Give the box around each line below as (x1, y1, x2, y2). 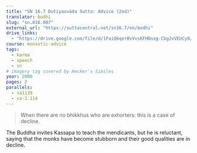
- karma (11, 52, 30, 58)
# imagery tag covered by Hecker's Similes (6, 68, 114, 74)
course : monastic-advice (6, 41, 67, 47)
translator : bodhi (6, 14, 51, 20)
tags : (6, 47, 19, 53)
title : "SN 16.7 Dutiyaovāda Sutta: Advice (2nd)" (6, 8, 133, 15)
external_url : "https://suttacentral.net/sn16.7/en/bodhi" (6, 25, 154, 31)
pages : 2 (6, 79, 28, 85)
